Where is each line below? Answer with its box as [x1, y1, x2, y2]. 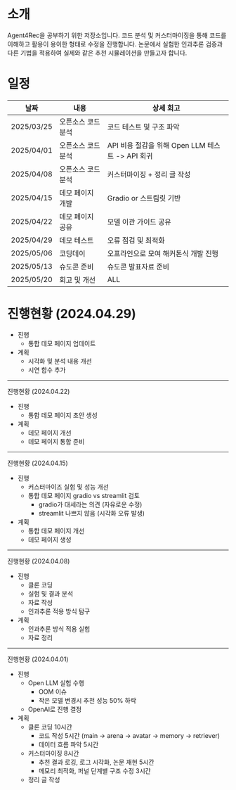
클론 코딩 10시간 [27, 722, 72, 731]
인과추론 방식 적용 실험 [27, 624, 91, 633]
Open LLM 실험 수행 [27, 678, 85, 687]
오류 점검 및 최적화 [107, 235, 165, 245]
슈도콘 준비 [59, 262, 94, 272]
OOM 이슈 [38, 687, 67, 696]
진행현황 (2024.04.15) [7, 459, 68, 467]
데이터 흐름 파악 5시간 [38, 740, 99, 748]
